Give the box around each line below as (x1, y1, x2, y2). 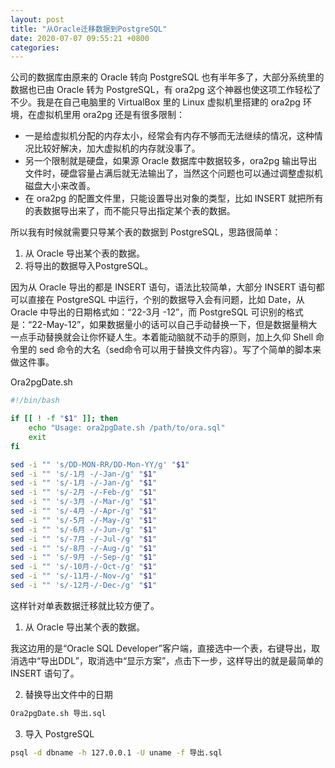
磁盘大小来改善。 (24, 180, 96, 192)
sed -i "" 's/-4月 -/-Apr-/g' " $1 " (10, 506, 157, 516)
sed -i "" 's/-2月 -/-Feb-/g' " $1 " (10, 487, 157, 498)
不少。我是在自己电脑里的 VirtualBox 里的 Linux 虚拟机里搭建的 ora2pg (10, 96, 301, 108)
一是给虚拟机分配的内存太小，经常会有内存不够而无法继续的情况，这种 (24, 130, 315, 142)
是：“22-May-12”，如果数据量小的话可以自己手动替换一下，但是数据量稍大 (10, 319, 318, 331)
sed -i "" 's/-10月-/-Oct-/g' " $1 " (10, 562, 157, 572)
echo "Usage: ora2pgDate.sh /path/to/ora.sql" (28, 423, 226, 433)
